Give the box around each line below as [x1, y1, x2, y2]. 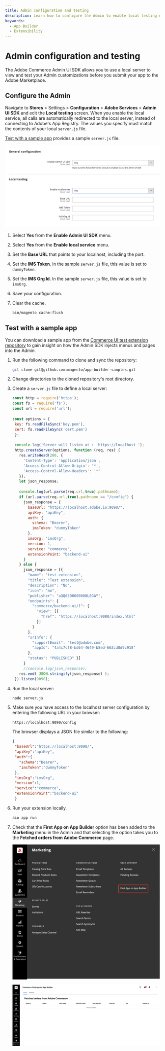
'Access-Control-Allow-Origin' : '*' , [23, 463, 101, 468]
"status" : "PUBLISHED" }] [27, 656, 81, 661]
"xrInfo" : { [27, 635, 53, 640]
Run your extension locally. [12, 805, 67, 811]
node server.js [12, 696, 44, 701]
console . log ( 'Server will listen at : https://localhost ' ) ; [14, 443, 145, 448]
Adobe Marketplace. [5, 77, 47, 83]
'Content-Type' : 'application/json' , [23, 458, 101, 463]
